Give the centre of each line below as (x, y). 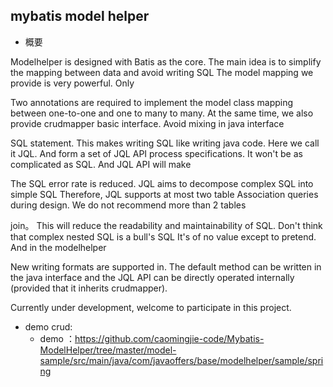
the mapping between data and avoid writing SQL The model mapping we (162, 72)
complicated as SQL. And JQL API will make (101, 164)
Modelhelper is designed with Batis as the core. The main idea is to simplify (166, 61)
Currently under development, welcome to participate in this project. (151, 307)
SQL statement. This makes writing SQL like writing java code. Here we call (165, 143)
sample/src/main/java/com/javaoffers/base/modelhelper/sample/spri (181, 360)
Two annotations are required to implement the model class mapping (152, 102)
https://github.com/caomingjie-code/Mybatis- (169, 338)
